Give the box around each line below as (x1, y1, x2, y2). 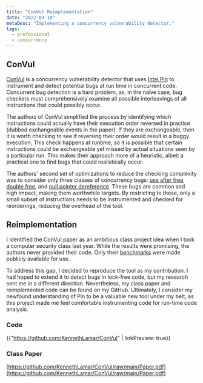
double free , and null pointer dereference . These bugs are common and (6, 182, 185, 190)
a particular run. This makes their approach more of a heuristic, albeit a (6, 152, 184, 159)
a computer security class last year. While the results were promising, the (6, 242, 190, 249)
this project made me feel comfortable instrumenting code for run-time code (6, 299, 197, 306)
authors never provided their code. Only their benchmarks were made (6, 248, 181, 256)
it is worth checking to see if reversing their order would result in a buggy (6, 132, 190, 139)
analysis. (6, 305, 28, 313)
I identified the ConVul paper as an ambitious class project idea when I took (6, 236, 195, 243)
